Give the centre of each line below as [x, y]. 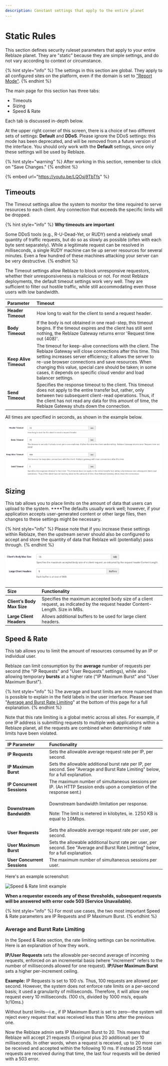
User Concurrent [25, 860]
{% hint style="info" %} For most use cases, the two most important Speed [82, 911]
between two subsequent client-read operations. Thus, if [95, 395]
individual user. [21, 656]
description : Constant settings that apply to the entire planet [74, 11]
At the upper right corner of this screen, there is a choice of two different [80, 130]
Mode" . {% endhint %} [28, 81]
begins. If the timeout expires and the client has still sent [94, 328]
